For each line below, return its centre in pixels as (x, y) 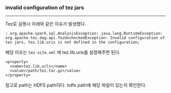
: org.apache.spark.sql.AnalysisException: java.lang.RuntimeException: (84, 34)
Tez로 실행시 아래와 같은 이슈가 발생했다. (46, 24)
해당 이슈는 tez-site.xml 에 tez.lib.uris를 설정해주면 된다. (63, 53)
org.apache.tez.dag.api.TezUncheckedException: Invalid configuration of (85, 38)
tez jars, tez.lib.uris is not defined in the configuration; (73, 42)
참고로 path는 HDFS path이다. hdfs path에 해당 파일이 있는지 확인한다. (76, 85)
